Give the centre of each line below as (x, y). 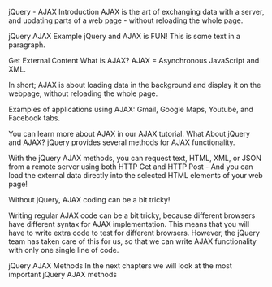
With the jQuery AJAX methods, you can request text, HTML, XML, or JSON (135, 158)
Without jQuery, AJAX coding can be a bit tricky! (89, 200)
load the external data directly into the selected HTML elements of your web (136, 175)
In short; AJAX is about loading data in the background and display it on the (135, 85)
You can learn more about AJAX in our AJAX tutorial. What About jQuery (129, 134)
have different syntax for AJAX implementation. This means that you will (129, 224)
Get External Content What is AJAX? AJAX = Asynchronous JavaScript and (134, 61)
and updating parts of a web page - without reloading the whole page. (126, 20)
